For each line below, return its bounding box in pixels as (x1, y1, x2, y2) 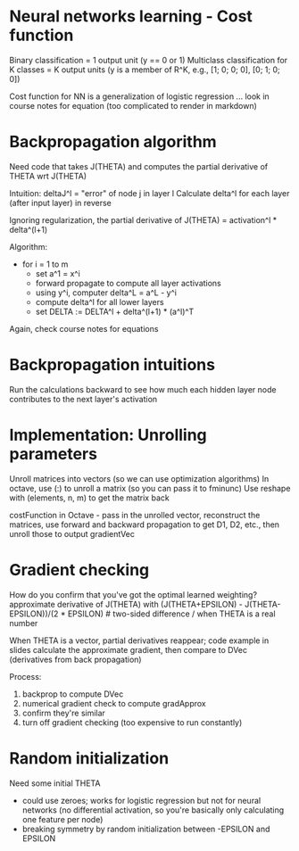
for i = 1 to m (21, 259, 69, 269)
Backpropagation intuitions (9, 355, 216, 376)
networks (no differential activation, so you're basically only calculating (21, 805, 285, 815)
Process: (9, 671, 42, 682)
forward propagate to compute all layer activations (35, 277, 221, 288)
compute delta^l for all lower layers (35, 296, 164, 307)
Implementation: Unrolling (9, 425, 207, 445)
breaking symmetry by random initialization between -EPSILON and (21, 823, 270, 834)
